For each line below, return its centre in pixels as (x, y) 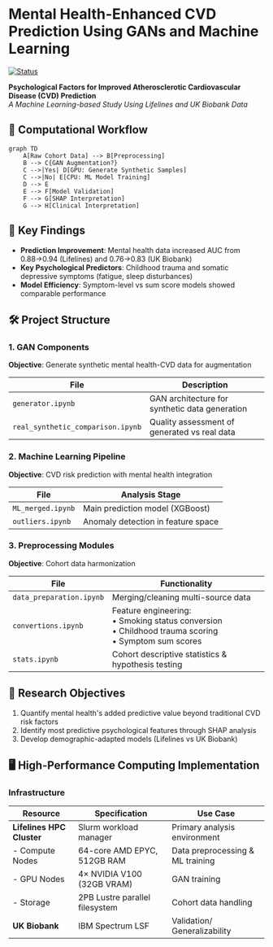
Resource (41, 814)
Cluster (27, 837)
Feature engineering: (152, 610)
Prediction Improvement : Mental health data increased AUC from (130, 250)
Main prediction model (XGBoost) (147, 508)
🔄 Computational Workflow (78, 130)
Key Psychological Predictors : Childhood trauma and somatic (124, 267)
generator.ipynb (44, 404)
